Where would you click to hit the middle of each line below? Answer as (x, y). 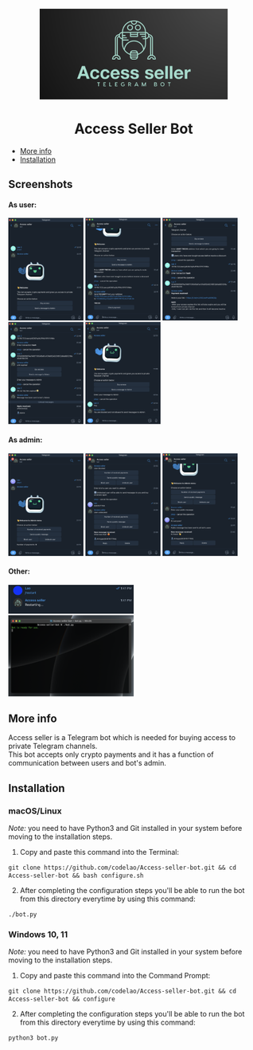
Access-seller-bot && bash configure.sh (76, 876)
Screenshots (41, 184)
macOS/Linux (35, 811)
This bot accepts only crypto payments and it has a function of (111, 754)
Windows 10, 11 (38, 934)
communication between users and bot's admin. (88, 763)
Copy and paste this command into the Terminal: (99, 852)
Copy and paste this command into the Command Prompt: (115, 976)
